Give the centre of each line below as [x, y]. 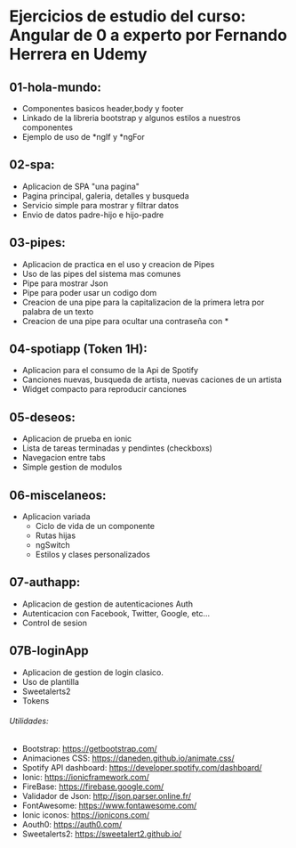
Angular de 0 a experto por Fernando [148, 35]
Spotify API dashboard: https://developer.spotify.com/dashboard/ [142, 767]
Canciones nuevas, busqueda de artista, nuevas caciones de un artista [152, 379]
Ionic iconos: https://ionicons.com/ [86, 815]
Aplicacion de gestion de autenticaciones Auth [108, 604]
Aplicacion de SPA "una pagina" [81, 186]
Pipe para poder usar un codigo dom [89, 292]
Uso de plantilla [51, 681]
